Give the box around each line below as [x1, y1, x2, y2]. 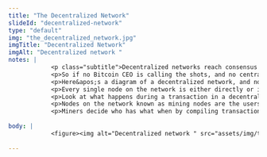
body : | [8, 122, 34, 130]
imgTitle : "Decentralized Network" [8, 41, 126, 49]
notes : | [8, 56, 37, 64]
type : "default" [8, 26, 62, 34]
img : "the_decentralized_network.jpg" [8, 33, 137, 42]
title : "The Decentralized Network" [8, 11, 130, 20]
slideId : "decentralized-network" [8, 19, 123, 27]
